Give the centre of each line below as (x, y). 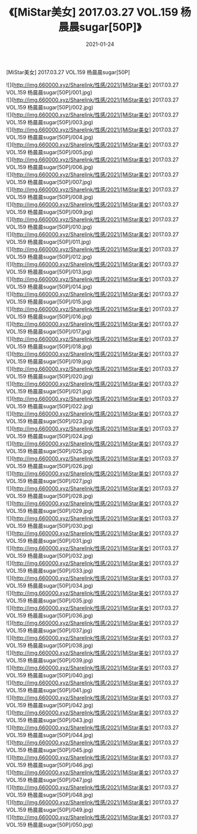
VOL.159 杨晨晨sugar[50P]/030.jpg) (50, 526)
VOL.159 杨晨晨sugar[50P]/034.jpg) (50, 585)
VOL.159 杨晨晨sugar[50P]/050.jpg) (50, 824)
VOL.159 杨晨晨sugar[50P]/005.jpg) (50, 152)
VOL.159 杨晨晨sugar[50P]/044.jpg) (50, 735)
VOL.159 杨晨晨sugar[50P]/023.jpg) (50, 421)
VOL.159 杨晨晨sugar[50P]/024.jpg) (50, 436)
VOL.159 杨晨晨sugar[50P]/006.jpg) (50, 167)
